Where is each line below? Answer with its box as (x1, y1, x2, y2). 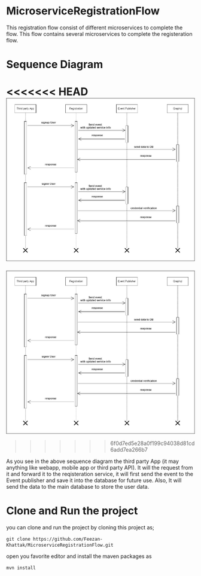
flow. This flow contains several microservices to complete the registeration (6, 30, 193, 37)
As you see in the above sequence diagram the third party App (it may (6, 458, 179, 465)
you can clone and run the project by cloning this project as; (6, 524, 154, 531)
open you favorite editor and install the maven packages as (6, 553, 152, 560)
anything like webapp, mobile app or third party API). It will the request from (6, 464, 193, 471)
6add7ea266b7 (110, 446, 148, 453)
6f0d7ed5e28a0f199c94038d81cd (110, 440, 195, 447)
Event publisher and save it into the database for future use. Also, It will (6, 477, 182, 484)
